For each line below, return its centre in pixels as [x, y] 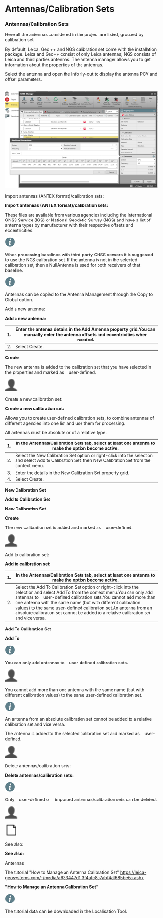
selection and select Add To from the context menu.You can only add [84, 592]
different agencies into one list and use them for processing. [65, 423]
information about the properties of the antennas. [54, 65]
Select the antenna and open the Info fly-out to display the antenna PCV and [81, 74]
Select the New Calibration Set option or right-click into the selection [84, 456]
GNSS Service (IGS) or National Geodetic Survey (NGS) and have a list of [78, 220]
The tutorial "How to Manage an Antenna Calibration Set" [62, 872]
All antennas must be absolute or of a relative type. [56, 432]
